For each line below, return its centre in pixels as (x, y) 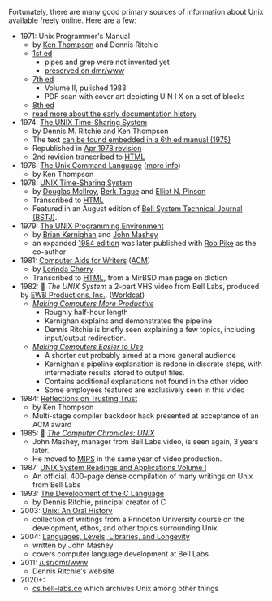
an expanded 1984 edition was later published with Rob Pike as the (144, 243)
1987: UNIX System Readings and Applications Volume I (113, 467)
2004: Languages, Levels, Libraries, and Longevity (105, 536)
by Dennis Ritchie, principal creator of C (99, 502)
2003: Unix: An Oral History (66, 510)
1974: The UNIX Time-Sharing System (84, 122)
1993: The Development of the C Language (92, 493)
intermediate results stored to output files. (114, 372)
